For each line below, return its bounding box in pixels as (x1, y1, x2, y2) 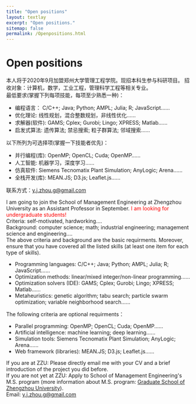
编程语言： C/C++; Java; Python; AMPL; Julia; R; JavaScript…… (14, 105, 171, 112)
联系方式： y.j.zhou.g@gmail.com (6, 187, 86, 194)
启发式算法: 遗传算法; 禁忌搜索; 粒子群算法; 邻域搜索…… (14, 127, 150, 134)
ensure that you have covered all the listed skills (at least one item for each (6, 243, 189, 250)
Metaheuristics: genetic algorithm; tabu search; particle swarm (14, 292, 169, 299)
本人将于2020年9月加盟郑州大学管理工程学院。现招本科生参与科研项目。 (6, 77, 184, 84)
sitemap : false (6, 25, 44, 31)
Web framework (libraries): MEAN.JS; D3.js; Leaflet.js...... (14, 348, 155, 355)
